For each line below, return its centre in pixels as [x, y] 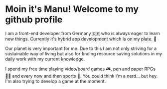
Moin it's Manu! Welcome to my [72, 9]
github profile [34, 20]
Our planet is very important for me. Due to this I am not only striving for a [81, 48]
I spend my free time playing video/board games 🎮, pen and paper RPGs [81, 69]
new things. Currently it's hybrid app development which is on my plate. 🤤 [81, 39]
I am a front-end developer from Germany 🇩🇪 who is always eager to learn [83, 33]
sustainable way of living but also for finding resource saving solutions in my [84, 53]
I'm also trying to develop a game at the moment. [56, 81]
